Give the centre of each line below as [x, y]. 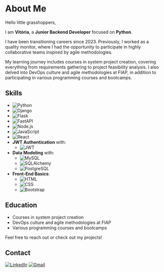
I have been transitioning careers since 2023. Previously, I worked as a [77, 41]
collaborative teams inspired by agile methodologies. [59, 52]
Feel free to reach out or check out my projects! [54, 237]
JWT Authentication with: [39, 142]
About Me [26, 9]
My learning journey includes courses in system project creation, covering [81, 62]
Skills [14, 93]
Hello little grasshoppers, [31, 22]
